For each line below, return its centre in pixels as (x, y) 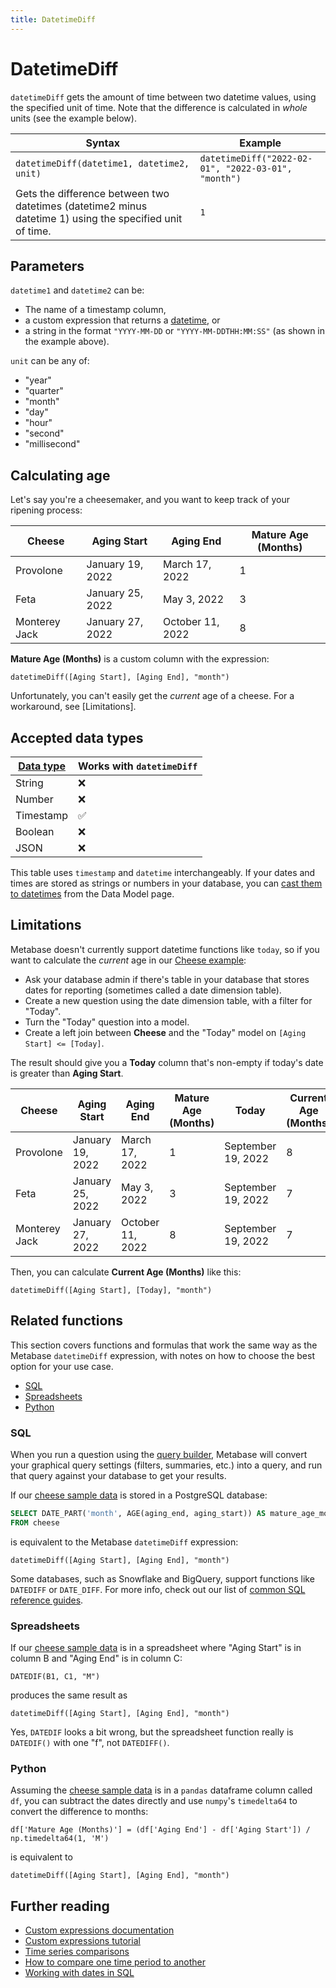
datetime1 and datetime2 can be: (77, 290)
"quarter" (44, 391)
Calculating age (60, 475)
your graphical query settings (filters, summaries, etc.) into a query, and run (166, 1465)
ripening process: (46, 510)
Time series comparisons (77, 1952)
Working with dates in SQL (79, 1973)
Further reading (60, 1906)
